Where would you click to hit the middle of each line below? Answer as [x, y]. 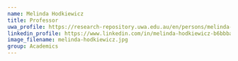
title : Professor [33, 20]
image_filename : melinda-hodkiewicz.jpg [68, 40]
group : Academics [33, 46]
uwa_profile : [27, 27]
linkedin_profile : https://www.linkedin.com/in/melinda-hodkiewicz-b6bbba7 [121, 33]
